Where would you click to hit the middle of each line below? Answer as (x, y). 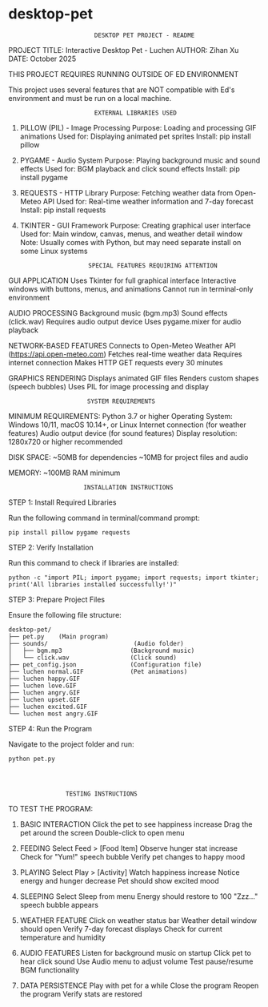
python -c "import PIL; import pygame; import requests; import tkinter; (134, 578)
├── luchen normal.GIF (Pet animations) (98, 671)
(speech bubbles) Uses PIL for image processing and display (109, 386)
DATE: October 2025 (42, 58)
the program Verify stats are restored (81, 993)
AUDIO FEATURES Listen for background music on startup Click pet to (136, 953)
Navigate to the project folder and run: (71, 744)
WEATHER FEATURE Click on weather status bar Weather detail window (138, 920)
